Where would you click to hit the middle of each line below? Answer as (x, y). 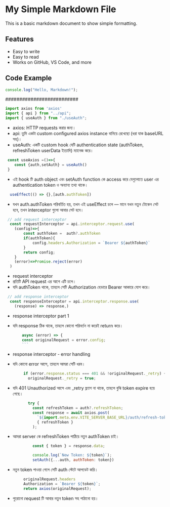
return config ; (39, 252)
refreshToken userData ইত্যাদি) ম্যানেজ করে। (53, 151)
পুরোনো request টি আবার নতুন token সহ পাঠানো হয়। (55, 498)
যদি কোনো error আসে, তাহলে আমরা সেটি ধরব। (49, 364)
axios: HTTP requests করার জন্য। (44, 128)
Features (19, 39)
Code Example (29, 78)
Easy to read (26, 57)
